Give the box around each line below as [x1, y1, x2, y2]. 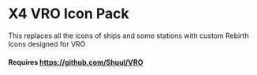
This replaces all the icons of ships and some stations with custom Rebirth [8, 31, 250, 40]
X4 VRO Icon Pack [8, 5, 129, 23]
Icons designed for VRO [8, 39, 86, 48]
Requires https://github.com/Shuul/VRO [8, 57, 143, 67]
